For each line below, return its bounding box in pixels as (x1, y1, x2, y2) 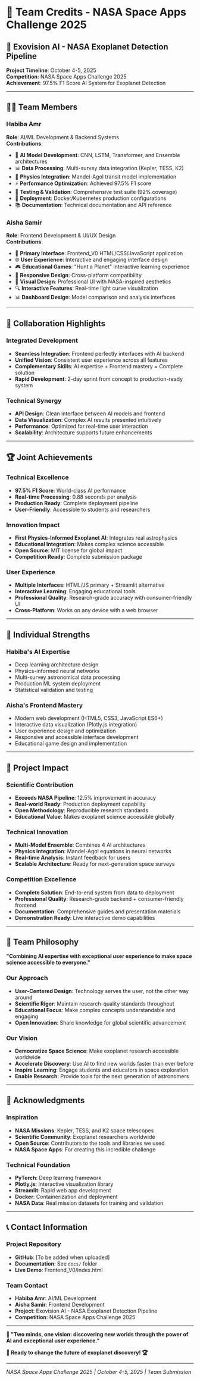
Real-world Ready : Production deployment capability (14, 800, 146, 807)
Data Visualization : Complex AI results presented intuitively (14, 416, 162, 423)
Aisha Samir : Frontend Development (14, 1301, 105, 1308)
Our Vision (6, 1034, 37, 1042)
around (14, 994, 33, 1001)
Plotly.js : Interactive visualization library (14, 1180, 114, 1188)
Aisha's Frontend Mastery (6, 701, 83, 709)
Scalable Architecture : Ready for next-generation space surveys (14, 860, 175, 868)
